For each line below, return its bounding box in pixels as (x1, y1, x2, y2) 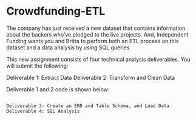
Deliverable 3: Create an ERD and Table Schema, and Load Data (6, 102, 170, 109)
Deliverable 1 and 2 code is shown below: (6, 85, 110, 93)
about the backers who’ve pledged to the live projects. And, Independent (6, 30, 189, 38)
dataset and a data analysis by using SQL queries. (6, 44, 132, 51)
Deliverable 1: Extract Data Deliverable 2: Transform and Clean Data (6, 74, 175, 81)
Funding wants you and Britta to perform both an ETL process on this (6, 37, 179, 44)
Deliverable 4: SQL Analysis (6, 108, 80, 114)
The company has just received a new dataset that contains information (6, 24, 186, 32)
